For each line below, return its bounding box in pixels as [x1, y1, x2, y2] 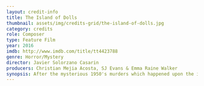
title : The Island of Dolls [6, 15, 78, 21]
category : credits [6, 25, 53, 32]
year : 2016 [6, 43, 34, 49]
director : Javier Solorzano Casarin [6, 59, 99, 65]
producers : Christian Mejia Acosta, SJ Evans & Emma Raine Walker [6, 65, 178, 71]
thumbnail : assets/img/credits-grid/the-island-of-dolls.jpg [6, 20, 165, 26]
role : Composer [6, 31, 45, 38]
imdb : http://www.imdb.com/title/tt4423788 [6, 48, 118, 55]
